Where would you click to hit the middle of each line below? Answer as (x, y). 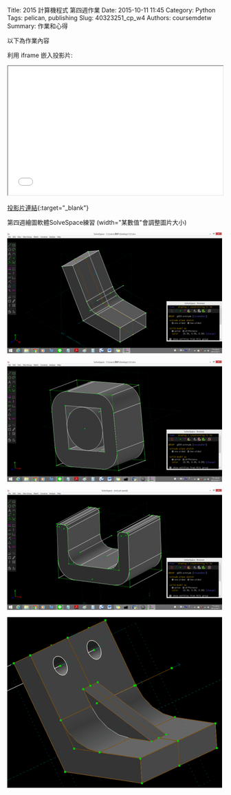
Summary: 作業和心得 (37, 26)
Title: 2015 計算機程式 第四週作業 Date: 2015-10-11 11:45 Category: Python (111, 10)
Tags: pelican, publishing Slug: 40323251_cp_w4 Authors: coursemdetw (109, 18)
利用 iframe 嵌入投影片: (40, 55)
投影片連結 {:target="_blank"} (48, 208)
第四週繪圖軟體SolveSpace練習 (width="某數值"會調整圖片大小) (97, 222)
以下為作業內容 (28, 41)
